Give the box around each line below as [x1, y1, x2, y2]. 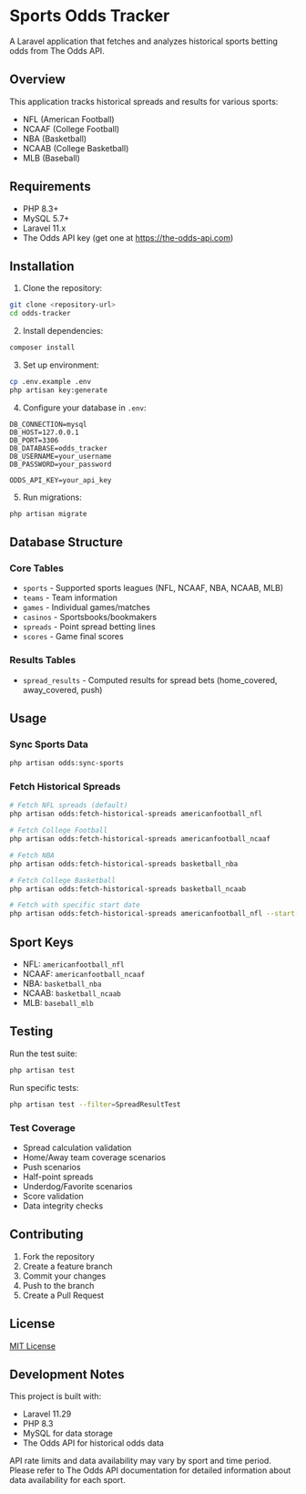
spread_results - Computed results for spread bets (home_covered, [22, 674, 278, 685]
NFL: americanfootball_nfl [22, 959, 125, 970]
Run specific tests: [9, 1082, 79, 1093]
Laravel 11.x [22, 223, 66, 233]
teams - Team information [22, 592, 118, 603]
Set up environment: [22, 359, 99, 370]
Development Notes [9, 1366, 125, 1382]
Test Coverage [9, 1121, 76, 1134]
